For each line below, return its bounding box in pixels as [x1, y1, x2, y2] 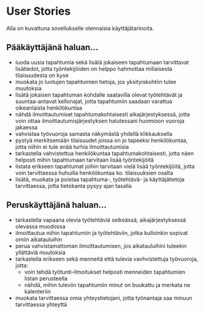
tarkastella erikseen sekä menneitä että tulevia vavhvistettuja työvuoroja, [15, 255, 199, 263]
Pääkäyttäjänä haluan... [6, 42, 99, 53]
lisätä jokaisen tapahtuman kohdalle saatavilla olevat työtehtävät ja [15, 91, 183, 99]
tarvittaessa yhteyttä [15, 301, 67, 308]
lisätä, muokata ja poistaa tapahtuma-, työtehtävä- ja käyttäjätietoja [15, 176, 185, 183]
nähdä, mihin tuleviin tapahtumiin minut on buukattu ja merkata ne [24, 281, 191, 288]
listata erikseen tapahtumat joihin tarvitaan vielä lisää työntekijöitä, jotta [15, 162, 195, 170]
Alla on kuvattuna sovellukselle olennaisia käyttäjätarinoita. [6, 24, 155, 32]
